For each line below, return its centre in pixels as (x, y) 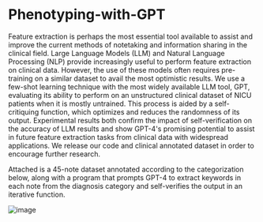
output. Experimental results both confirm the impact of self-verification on (130, 120)
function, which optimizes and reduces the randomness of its (140, 111)
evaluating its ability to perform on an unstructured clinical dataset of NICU (130, 95)
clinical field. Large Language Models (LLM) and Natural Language (116, 53)
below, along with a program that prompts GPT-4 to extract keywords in (125, 177)
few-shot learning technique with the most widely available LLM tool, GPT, (129, 87)
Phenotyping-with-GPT (87, 15)
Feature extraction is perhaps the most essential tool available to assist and (130, 36)
